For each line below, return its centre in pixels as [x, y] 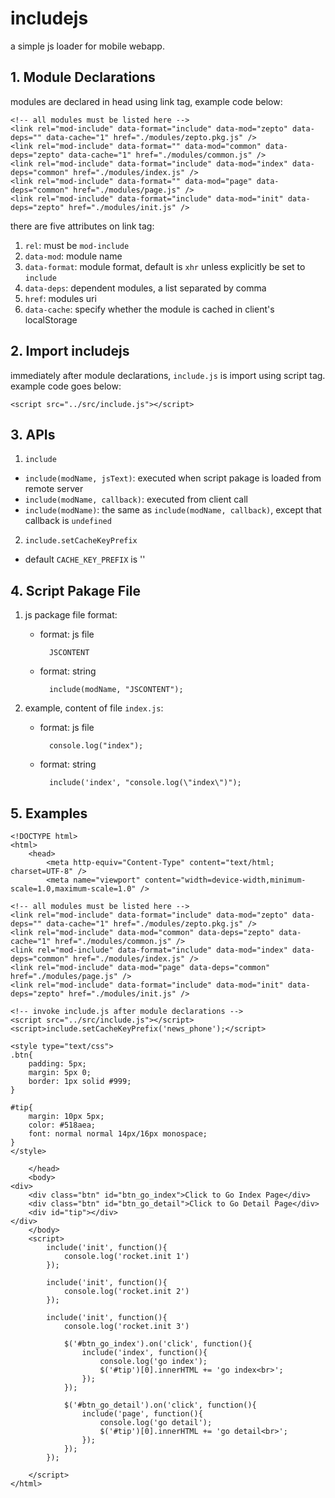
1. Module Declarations [83, 77]
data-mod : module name [73, 256]
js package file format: [71, 615]
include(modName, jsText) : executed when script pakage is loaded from [173, 478]
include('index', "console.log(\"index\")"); [145, 783]
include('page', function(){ [142, 1414]
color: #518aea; [62, 1125]
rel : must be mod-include [77, 245]
